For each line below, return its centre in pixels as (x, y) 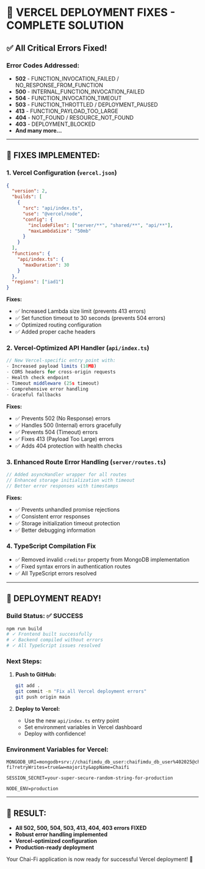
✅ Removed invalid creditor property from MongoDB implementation (102, 559)
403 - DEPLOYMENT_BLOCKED (55, 124)
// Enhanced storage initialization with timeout (71, 480)
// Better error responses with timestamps (63, 486)
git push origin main (42, 697)
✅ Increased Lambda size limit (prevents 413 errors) (81, 311)
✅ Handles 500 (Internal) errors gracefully (68, 425)
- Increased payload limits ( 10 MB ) (52, 366)
